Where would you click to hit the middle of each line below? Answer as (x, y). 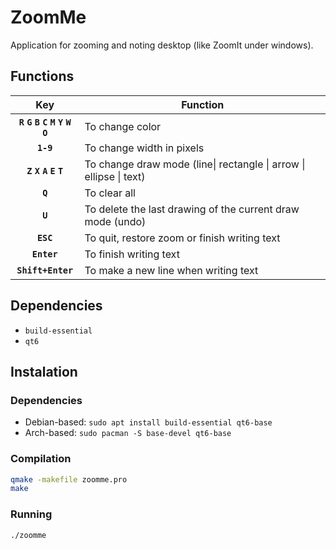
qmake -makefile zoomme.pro (69, 479)
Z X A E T (45, 170)
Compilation (41, 459)
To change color (123, 126)
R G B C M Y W (45, 122)
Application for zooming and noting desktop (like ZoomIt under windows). (162, 45)
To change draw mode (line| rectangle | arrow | (195, 164)
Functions (42, 76)
